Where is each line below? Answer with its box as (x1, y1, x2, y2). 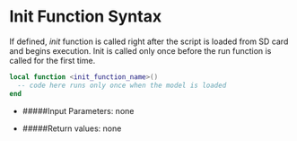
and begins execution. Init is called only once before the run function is (9, 45, 272, 56)
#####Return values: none (22, 123, 122, 134)
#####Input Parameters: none (22, 105, 135, 116)
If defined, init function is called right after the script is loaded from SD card (9, 36, 289, 47)
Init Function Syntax (9, 6, 162, 27)
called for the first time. (9, 55, 96, 66)
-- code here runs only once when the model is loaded (17, 81, 227, 90)
